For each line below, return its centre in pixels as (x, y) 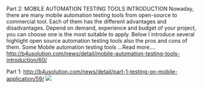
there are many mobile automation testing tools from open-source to (92, 15)
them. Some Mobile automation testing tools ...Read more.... (81, 47)
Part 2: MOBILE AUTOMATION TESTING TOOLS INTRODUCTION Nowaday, (100, 9)
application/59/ (25, 79)
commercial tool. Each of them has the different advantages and (86, 21)
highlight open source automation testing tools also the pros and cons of (97, 41)
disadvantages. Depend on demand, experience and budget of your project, (101, 28)
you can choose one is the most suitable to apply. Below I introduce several (101, 34)
